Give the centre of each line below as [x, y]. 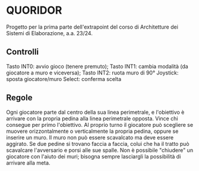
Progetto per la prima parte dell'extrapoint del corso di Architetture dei [92, 27]
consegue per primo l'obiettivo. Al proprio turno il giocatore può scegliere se [100, 125]
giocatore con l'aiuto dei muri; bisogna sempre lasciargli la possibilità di [94, 156]
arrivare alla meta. [28, 163]
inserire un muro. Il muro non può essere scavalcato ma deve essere [90, 137]
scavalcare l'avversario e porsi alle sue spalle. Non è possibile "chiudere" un [100, 150]
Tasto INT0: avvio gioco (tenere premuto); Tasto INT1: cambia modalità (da [97, 66]
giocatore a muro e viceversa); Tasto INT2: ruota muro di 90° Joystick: [92, 73]
